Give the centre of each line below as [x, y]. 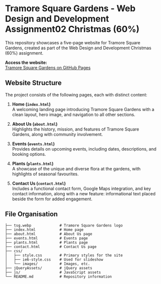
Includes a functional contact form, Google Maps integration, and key [81, 189]
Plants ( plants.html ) [33, 163]
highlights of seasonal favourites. [45, 174]
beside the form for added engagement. [52, 199]
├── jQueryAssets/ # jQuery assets [49, 268]
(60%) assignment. [24, 53]
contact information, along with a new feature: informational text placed [84, 193]
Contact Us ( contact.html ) [39, 183]
